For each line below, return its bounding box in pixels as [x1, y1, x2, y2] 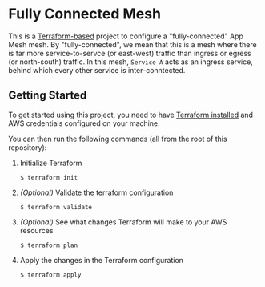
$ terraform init [19, 173, 78, 181]
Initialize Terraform [19, 158, 82, 168]
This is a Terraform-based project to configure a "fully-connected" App [8, 31, 244, 41]
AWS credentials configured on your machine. [8, 118, 160, 128]
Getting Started [8, 89, 87, 103]
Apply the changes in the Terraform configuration [19, 255, 184, 265]
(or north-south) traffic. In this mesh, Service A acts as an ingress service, [8, 57, 254, 67]
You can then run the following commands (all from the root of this [8, 134, 227, 143]
